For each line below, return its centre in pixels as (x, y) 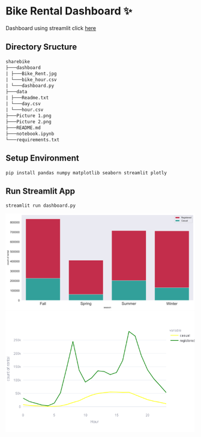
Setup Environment (42, 158)
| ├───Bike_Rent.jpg (31, 73)
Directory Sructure (41, 47)
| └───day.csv (23, 103)
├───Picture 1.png (28, 115)
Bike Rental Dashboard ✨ (69, 11)
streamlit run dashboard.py (41, 206)
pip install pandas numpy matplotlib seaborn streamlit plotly (86, 173)
